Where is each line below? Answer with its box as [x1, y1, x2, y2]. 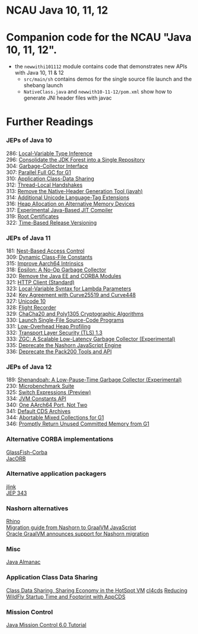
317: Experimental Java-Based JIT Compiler [6, 206, 113, 213]
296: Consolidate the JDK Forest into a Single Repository [6, 156, 145, 163]
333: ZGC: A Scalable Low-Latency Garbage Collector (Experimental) [6, 335, 175, 342]
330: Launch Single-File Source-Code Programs [6, 316, 124, 324]
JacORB [6, 454, 26, 462]
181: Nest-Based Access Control [6, 247, 85, 254]
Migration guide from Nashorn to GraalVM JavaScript [6, 524, 136, 531]
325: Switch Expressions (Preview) [6, 389, 91, 396]
